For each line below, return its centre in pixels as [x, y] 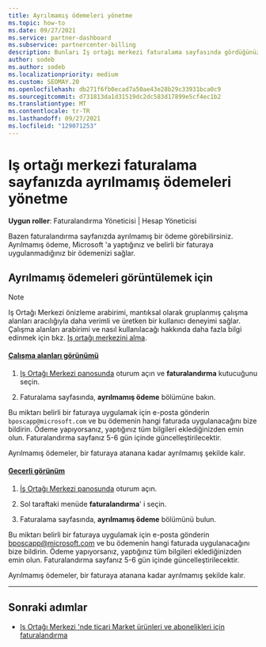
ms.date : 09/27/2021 [42, 30]
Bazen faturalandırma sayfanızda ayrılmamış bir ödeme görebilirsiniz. [121, 236]
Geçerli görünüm [37, 471]
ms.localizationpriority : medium [63, 74]
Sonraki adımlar [48, 608]
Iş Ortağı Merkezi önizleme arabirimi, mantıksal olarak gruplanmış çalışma [128, 312]
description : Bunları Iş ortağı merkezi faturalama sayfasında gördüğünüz [134, 52]
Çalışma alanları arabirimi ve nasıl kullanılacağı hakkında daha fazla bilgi [125, 329]
